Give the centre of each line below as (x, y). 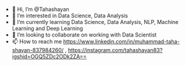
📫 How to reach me (37, 41)
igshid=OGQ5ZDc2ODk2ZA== (49, 56)
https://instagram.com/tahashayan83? (116, 50)
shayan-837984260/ (38, 50)
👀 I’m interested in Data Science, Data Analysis (70, 16)
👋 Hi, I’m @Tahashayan (40, 9)
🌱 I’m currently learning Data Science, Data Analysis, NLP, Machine (95, 22)
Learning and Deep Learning (47, 28)
